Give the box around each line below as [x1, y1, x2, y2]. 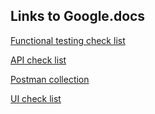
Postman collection [10, 73, 90, 85]
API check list [10, 54, 67, 66]
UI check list [10, 92, 62, 104]
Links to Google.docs [10, 8, 146, 25]
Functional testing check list [10, 34, 126, 46]
